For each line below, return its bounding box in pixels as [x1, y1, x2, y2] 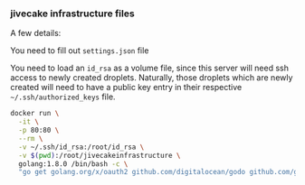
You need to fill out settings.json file [10, 45, 149, 56]
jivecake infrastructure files [10, 7, 135, 20]
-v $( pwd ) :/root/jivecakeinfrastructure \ [18, 151, 181, 160]
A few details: [10, 28, 62, 39]
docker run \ [10, 109, 60, 118]
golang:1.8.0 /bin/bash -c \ [18, 159, 129, 169]
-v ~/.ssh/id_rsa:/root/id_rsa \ [18, 143, 145, 152]
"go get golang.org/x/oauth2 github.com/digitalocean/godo [18, 168, 246, 177]
